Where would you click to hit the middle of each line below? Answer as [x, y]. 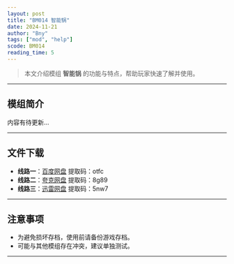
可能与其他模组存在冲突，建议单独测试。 [75, 246]
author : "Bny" [28, 33]
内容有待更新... [29, 122]
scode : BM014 [26, 46]
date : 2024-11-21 [32, 27]
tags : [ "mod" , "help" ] [40, 40]
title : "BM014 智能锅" [39, 20]
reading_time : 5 [31, 53]
